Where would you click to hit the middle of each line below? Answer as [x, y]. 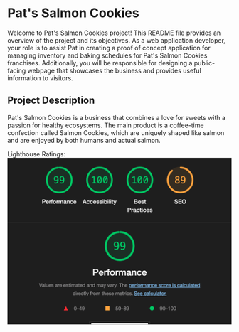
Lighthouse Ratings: [37, 154]
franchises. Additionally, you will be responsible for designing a [100, 63]
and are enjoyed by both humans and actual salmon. [84, 140]
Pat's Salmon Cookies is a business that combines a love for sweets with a [117, 117]
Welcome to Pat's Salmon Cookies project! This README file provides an [114, 33]
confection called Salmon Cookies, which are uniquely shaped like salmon [116, 132]
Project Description [51, 101]
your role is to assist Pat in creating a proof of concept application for [109, 48]
